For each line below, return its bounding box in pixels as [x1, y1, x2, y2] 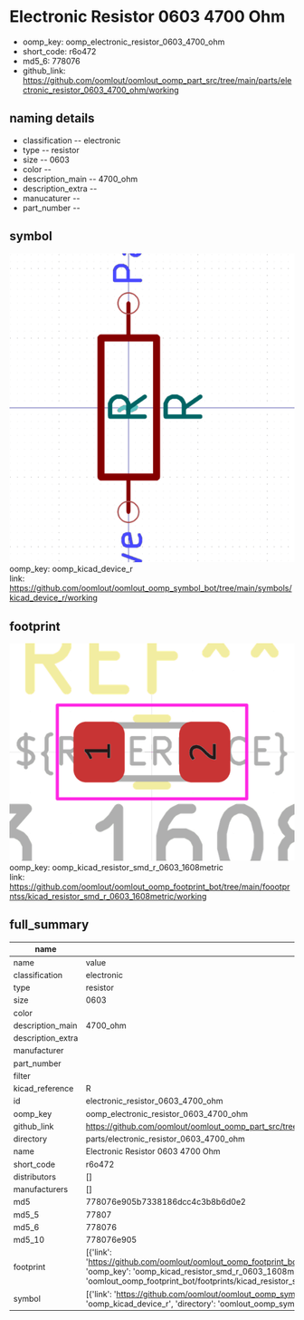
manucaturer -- [22, 192, 81, 203]
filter [13, 1070, 32, 1081]
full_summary [9, 917, 90, 933]
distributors [13, 1171, 57, 1182]
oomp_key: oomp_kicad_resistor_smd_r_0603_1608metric [9, 862, 224, 873]
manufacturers [13, 1184, 69, 1195]
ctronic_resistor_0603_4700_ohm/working [22, 84, 179, 95]
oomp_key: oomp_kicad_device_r [9, 564, 134, 575]
